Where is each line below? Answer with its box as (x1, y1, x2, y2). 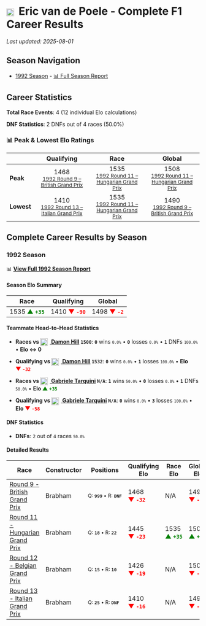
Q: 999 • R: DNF (88, 492, 123, 500)
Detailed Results (6, 446, 49, 454)
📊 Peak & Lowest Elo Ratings (6, 136, 94, 145)
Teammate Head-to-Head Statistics (6, 324, 99, 332)
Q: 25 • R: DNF (88, 599, 120, 606)
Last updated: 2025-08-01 (6, 37, 74, 45)
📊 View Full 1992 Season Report (6, 265, 91, 272)
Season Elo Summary (6, 281, 63, 289)
